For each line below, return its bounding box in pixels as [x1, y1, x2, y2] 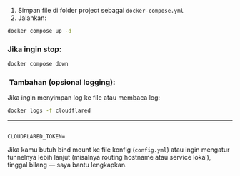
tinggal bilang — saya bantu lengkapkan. [7, 160, 127, 170]
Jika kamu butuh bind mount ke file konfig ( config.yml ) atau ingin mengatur [7, 145, 230, 154]
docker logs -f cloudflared [7, 107, 91, 115]
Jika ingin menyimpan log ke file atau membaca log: [7, 93, 161, 102]
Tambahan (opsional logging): [9, 77, 116, 87]
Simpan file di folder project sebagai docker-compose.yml [17, 6, 184, 14]
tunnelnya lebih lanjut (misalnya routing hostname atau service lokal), [7, 153, 211, 162]
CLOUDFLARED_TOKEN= [7, 133, 66, 140]
